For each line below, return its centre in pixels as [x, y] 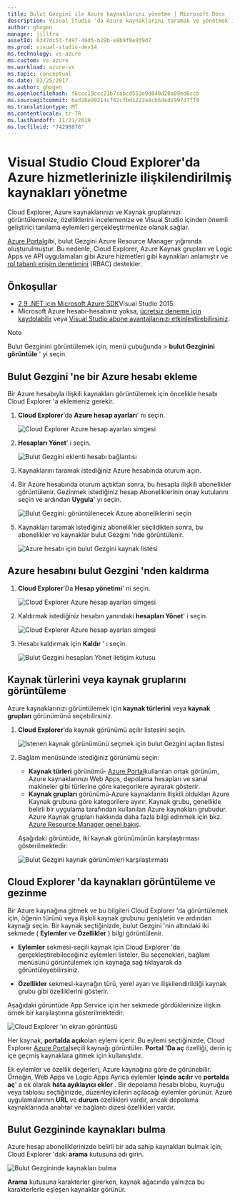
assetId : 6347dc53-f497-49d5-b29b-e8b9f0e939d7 [80, 41]
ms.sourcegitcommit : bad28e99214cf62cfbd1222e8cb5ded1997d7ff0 [104, 101]
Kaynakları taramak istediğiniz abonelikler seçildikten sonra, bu [110, 527]
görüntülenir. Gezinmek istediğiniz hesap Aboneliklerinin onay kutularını [123, 492]
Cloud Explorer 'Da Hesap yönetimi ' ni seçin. [84, 588]
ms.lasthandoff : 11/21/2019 [49, 120]
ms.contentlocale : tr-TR [44, 114]
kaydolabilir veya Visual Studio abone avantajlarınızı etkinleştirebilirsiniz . [124, 319]
